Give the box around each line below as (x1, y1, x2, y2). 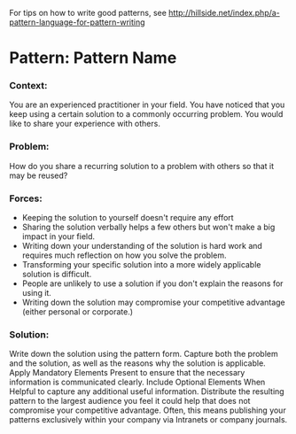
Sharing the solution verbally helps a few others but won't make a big (21, 221, 276, 233)
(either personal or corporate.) (21, 306, 134, 317)
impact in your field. (21, 231, 96, 242)
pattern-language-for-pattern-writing (9, 17, 145, 27)
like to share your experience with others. (9, 119, 161, 129)
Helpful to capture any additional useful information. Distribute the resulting (9, 386, 285, 397)
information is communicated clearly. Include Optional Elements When (9, 376, 266, 388)
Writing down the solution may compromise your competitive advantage (21, 297, 285, 308)
